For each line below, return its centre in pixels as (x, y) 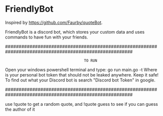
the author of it (20, 109)
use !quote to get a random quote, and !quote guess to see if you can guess (81, 104)
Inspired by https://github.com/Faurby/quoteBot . (54, 22)
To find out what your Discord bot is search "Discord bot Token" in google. (80, 80)
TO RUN (91, 60)
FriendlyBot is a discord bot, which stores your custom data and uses (75, 32)
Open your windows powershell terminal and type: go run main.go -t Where (81, 70)
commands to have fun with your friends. (47, 37)
